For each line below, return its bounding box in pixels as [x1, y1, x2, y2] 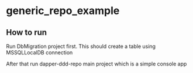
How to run [6, 27, 47, 37]
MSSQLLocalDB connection [6, 49, 73, 56]
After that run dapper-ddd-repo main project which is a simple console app [6, 60, 187, 67]
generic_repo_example [6, 4, 120, 18]
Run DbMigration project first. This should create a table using [6, 43, 156, 50]
